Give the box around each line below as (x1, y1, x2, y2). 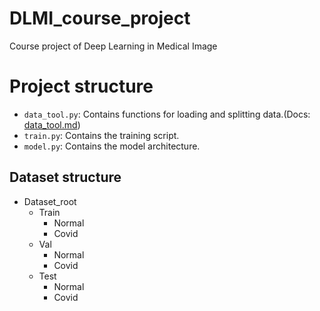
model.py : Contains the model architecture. (23, 140, 201, 152)
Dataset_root (23, 195, 77, 207)
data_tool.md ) (23, 118, 81, 131)
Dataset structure (9, 169, 122, 186)
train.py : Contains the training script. (23, 129, 180, 141)
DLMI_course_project (9, 7, 191, 30)
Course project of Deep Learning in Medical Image (9, 40, 218, 52)
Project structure (9, 75, 154, 98)
